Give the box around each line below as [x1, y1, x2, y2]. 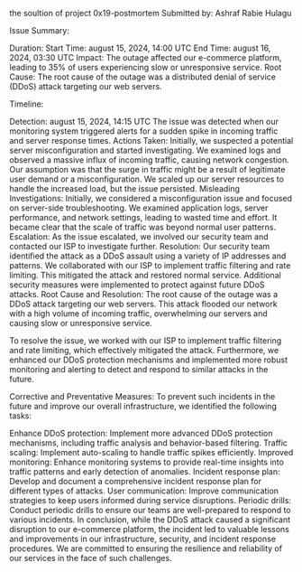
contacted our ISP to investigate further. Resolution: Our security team [9, 241, 270, 251]
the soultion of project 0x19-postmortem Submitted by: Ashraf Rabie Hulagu [9, 8, 292, 18]
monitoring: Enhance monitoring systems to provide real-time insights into [9, 456, 284, 467]
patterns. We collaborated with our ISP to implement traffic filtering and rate [9, 260, 291, 270]
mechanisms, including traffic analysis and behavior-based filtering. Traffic [9, 437, 288, 448]
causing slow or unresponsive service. [9, 318, 153, 328]
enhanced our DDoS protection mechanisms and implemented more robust [9, 354, 288, 365]
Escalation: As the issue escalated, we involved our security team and [9, 231, 269, 242]
